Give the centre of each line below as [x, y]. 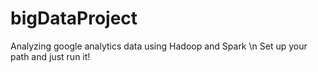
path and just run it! [50, 56]
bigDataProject [74, 18]
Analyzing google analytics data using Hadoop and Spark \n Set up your [159, 46]
